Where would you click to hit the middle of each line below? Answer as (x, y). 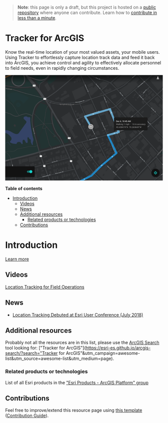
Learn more (17, 259)
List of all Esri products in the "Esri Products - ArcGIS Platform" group (77, 382)
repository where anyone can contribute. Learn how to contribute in (87, 13)
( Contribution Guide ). (27, 415)
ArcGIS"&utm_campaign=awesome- (103, 353)
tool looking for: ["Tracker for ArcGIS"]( (45, 348)
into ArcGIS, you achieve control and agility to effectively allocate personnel (83, 63)
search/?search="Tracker (31, 353)
